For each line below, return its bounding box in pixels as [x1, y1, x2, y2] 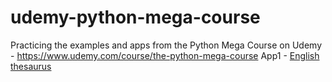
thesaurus [10, 60, 52, 72]
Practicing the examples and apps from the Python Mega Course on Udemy [10, 39, 323, 51]
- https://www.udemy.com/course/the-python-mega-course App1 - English [10, 49, 320, 61]
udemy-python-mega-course [10, 6, 261, 29]
